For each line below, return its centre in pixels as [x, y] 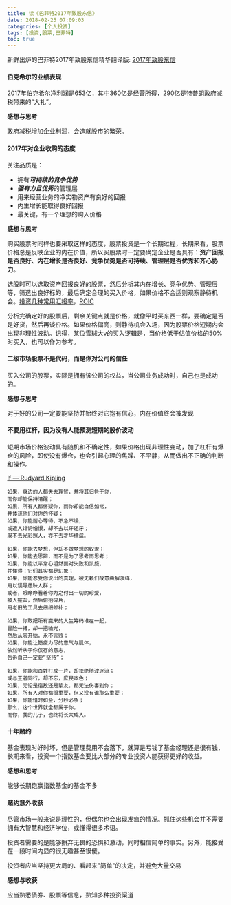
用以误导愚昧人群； [30, 586]
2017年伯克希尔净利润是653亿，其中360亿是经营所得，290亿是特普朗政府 [112, 93]
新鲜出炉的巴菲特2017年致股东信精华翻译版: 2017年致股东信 [91, 60]
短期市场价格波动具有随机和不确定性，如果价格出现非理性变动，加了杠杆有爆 [115, 447]
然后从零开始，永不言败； [38, 635]
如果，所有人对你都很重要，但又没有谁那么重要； [66, 693]
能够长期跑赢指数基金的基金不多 [52, 786]
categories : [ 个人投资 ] [39, 26]
